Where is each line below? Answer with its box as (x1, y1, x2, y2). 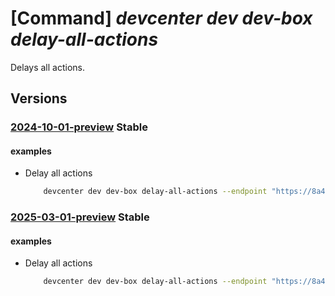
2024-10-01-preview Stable (10, 120, 148, 134)
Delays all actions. (10, 61, 86, 73)
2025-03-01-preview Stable (10, 210, 150, 224)
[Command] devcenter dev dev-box (10, 7, 313, 30)
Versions (10, 90, 68, 107)
